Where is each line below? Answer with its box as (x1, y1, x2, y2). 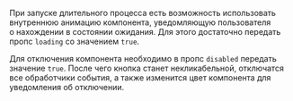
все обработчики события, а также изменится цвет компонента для (9, 72, 271, 83)
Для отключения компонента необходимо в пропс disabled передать (9, 54, 277, 63)
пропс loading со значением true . (9, 36, 140, 46)
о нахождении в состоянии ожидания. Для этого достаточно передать (9, 27, 281, 37)
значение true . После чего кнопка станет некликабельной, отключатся (9, 63, 285, 73)
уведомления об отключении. (9, 82, 125, 92)
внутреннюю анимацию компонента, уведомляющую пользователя (9, 17, 271, 28)
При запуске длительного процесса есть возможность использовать (9, 8, 277, 18)
